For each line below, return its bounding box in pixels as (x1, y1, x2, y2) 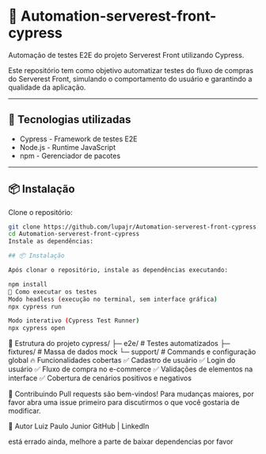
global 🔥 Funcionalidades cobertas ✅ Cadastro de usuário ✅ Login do (8, 356, 236, 365)
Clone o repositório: (8, 207, 73, 217)
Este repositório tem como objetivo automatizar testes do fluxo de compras (8, 65, 254, 75)
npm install (8, 280, 47, 288)
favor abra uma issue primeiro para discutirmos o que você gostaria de (8, 398, 240, 407)
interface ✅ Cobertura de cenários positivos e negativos (8, 373, 192, 383)
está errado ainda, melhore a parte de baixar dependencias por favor (8, 437, 234, 447)
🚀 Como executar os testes (8, 287, 97, 296)
